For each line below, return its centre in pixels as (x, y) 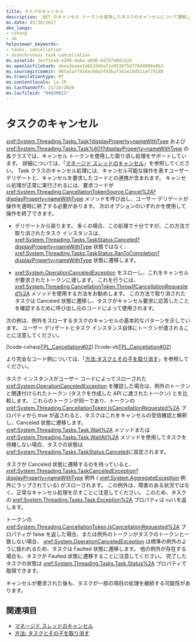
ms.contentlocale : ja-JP (36, 83)
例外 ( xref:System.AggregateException (132, 478)
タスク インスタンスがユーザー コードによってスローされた (76, 379)
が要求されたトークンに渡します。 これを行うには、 (77, 280)
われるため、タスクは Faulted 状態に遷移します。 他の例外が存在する (104, 548)
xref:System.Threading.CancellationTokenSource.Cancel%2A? (81, 191)
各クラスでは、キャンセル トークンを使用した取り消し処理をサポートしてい (97, 156)
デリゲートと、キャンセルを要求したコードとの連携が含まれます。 (85, 178)
